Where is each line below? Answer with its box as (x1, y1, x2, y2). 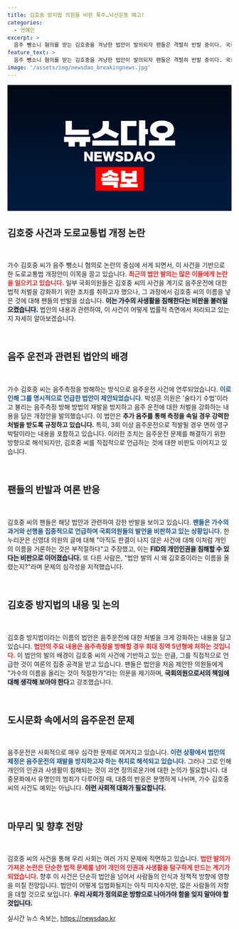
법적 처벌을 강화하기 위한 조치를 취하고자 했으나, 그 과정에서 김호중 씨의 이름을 (7, 288, 224, 296)
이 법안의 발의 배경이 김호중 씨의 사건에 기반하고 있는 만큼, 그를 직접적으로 (16, 651, 222, 659)
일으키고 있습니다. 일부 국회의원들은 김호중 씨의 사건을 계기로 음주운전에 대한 (14, 278, 228, 288)
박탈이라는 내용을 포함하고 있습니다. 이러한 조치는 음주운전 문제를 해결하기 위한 (7, 429, 226, 438)
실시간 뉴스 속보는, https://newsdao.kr (7, 914, 116, 923)
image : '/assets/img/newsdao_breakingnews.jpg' (7, 64, 152, 71)
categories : (7, 19, 43, 26)
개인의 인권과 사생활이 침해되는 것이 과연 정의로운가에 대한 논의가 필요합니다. (7, 766, 221, 775)
